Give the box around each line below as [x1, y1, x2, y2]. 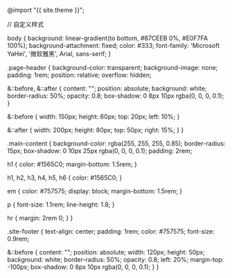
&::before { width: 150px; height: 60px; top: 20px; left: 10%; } [7, 112, 180, 121]
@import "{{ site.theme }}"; [7, 6, 85, 14]
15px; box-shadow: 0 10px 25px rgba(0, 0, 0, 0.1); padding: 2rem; [7, 147, 193, 155]
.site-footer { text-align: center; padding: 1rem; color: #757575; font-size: [7, 227, 215, 235]
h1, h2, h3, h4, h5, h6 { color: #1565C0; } [7, 173, 123, 182]
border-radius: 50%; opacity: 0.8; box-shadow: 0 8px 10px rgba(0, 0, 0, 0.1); [7, 92, 224, 100]
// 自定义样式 [7, 20, 44, 28]
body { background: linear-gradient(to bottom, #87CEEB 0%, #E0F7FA [7, 34, 208, 42]
